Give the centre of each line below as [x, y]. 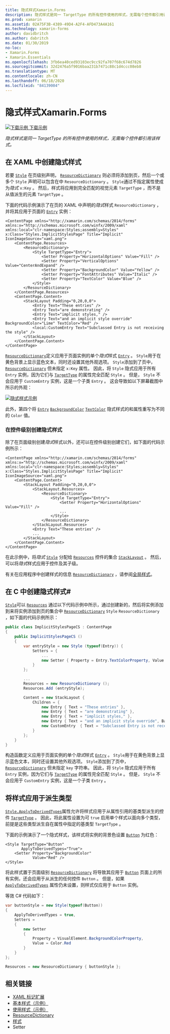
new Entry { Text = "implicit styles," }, [87, 717]
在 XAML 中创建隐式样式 [44, 162]
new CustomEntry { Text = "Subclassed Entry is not [98, 726]
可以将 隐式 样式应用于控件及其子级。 [43, 563]
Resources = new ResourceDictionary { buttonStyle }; [63, 966]
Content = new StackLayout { [54, 697]
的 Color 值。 [19, 415]
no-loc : [13, 48]
